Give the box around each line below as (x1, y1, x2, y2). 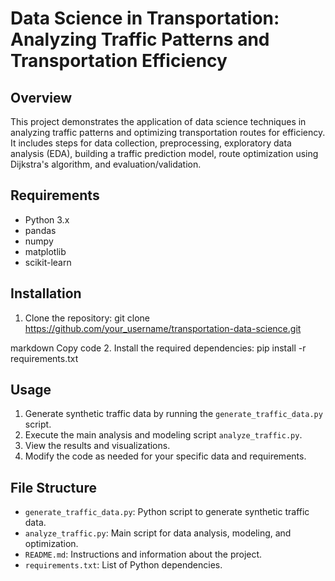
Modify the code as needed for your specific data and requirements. (24, 450, 307, 462)
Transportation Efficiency (10, 50, 228, 72)
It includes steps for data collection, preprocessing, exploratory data (10, 137, 292, 149)
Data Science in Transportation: (10, 7, 280, 30)
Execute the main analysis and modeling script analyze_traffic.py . (24, 429, 303, 441)
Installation (10, 285, 82, 302)
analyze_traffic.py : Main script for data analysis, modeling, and (24, 527, 292, 539)
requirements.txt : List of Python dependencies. (24, 559, 223, 571)
